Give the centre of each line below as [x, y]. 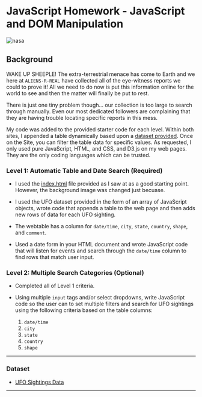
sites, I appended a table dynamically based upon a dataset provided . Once [100, 136]
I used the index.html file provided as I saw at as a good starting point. [102, 184]
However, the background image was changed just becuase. [90, 190]
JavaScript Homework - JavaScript [96, 11]
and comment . [31, 233]
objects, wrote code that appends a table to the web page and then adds [105, 208]
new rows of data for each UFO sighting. [65, 214]
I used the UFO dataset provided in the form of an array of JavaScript [101, 202]
